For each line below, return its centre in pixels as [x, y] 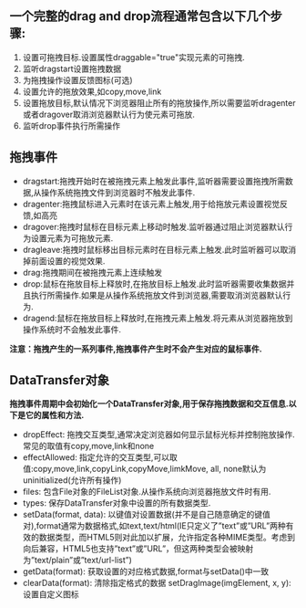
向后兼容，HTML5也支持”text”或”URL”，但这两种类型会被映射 [138, 549]
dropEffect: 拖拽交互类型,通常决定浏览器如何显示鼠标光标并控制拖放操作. [158, 435]
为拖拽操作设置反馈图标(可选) [78, 79]
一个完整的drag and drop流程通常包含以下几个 [140, 16]
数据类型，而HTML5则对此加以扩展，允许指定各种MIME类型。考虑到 [167, 538]
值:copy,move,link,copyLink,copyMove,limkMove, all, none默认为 [144, 469]
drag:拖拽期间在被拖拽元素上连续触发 [92, 272]
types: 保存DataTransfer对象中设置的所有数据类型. [117, 503]
